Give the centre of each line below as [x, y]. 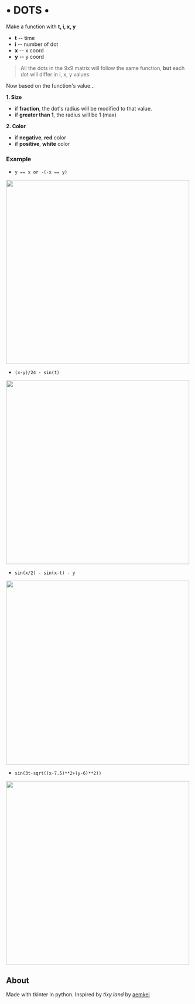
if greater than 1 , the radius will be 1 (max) [66, 115]
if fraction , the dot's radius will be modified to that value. [83, 108]
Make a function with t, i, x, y [41, 26]
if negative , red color [40, 137]
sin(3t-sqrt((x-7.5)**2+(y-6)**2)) [58, 773]
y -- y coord [29, 56]
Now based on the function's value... [50, 85]
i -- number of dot [36, 44]
